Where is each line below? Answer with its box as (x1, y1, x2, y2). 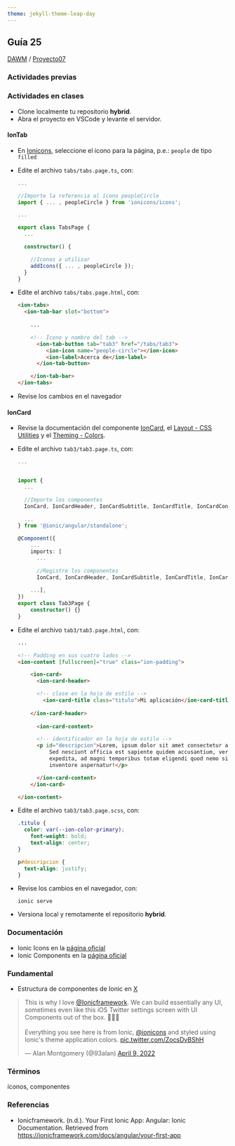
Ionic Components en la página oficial (17, 951, 127, 959)
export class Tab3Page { (17, 600, 90, 607)
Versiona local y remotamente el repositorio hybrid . (17, 910, 167, 919)
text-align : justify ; (24, 865, 88, 872)
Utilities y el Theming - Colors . (17, 431, 106, 439)
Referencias (7, 1100, 50, 1110)
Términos (7, 1066, 41, 1076)
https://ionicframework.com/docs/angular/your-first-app (17, 1131, 181, 1139)
